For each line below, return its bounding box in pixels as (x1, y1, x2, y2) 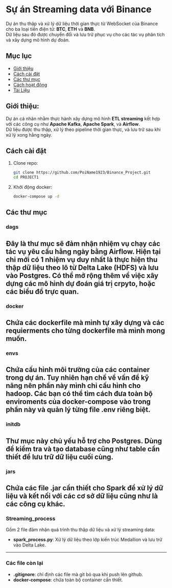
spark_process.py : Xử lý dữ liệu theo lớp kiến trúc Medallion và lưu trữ (13, 536, 162, 543)
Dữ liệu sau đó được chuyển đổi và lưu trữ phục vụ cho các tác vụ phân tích (6, 31, 165, 37)
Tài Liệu (13, 87, 30, 93)
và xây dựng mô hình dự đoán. (6, 37, 70, 43)
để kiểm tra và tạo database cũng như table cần (6, 444, 160, 453)
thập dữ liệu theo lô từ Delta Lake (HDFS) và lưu (6, 263, 159, 272)
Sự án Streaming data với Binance (6, 4, 152, 15)
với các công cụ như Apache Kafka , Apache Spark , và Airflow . (6, 121, 140, 127)
